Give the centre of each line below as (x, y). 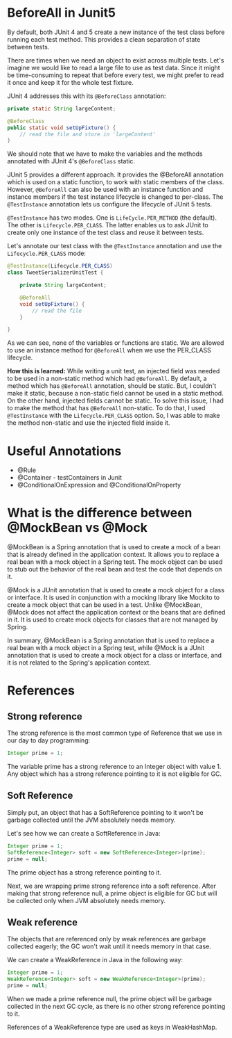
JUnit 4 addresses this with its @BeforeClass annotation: (87, 96)
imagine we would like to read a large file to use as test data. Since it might (114, 67)
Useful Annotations (64, 451)
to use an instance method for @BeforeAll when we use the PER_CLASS (109, 350)
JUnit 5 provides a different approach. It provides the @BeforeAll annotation (115, 175)
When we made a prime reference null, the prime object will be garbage (110, 998)
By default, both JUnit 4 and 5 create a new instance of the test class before (116, 32)
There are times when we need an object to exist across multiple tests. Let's (116, 60)
